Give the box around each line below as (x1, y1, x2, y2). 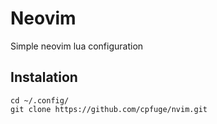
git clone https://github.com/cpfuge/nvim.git (10, 104, 208, 114)
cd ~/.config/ (10, 95, 70, 106)
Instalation (10, 69, 78, 86)
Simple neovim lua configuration (10, 40, 144, 52)
